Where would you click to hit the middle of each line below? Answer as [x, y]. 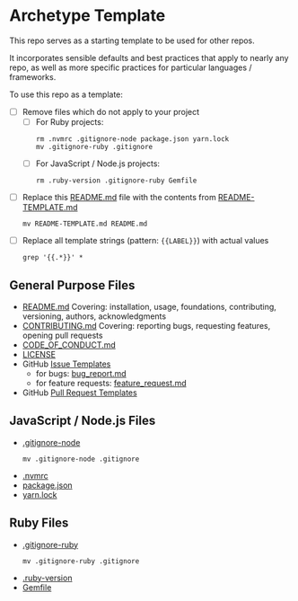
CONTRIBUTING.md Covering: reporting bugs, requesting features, [146, 326]
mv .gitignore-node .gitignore [81, 459]
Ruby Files [39, 523]
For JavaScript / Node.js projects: [97, 164]
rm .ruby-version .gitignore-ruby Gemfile [116, 181]
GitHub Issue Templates [66, 364]
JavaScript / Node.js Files [83, 421]
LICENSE [39, 355]
